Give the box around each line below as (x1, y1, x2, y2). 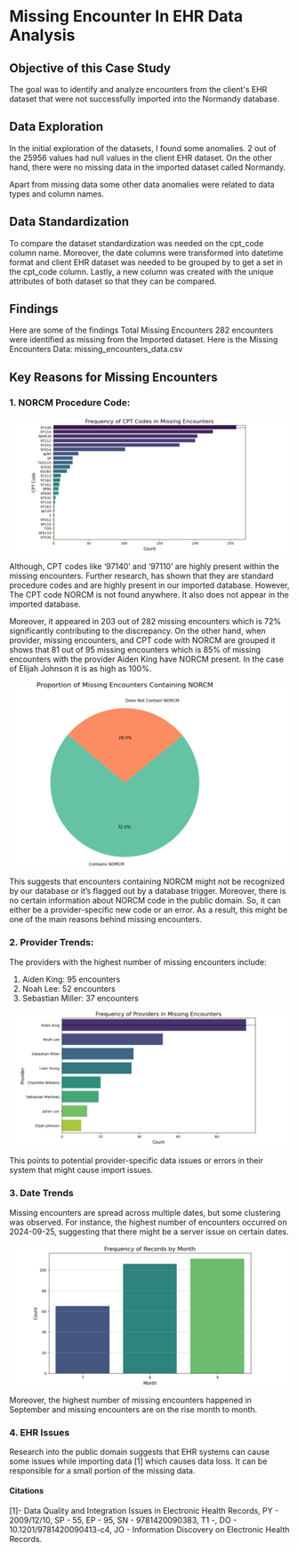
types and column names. (9, 189, 104, 199)
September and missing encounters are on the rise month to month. (9, 1403, 258, 1415)
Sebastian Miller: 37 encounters (21, 992, 140, 1003)
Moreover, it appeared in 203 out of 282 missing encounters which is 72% (9, 616, 282, 627)
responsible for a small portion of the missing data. (9, 1465, 196, 1475)
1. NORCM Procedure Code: (9, 396, 131, 408)
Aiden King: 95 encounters (21, 974, 121, 984)
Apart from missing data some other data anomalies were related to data (9, 179, 275, 189)
